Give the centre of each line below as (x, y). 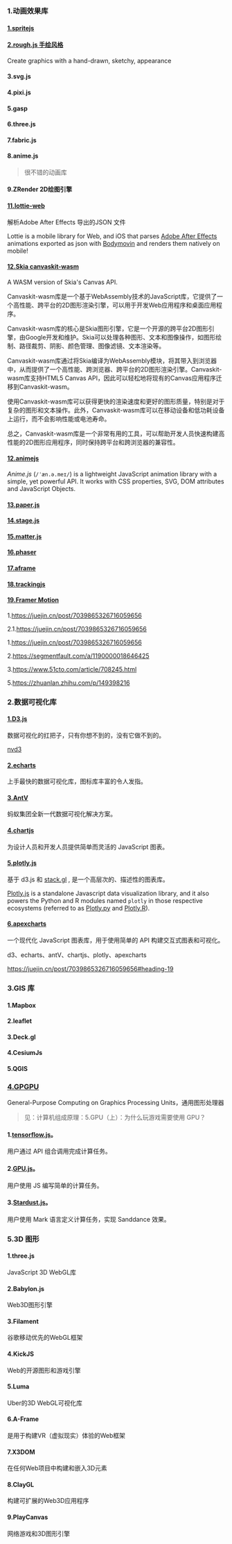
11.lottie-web (26, 206)
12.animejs (23, 458)
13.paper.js (24, 504)
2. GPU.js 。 (23, 1168)
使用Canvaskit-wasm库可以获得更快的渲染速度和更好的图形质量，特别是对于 (116, 401)
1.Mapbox (21, 1005)
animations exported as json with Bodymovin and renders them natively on (114, 243)
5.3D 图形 (23, 1239)
